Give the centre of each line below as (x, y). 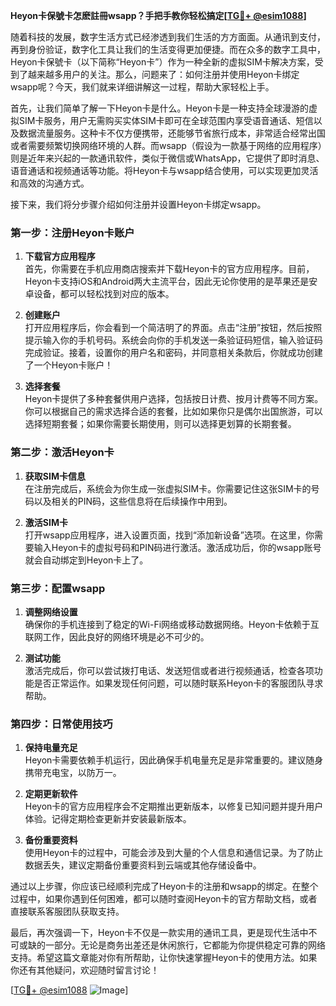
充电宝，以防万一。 (82, 773)
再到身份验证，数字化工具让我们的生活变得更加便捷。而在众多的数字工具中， (168, 49)
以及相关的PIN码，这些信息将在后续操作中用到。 (133, 501)
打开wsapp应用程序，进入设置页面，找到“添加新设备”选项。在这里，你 (169, 535)
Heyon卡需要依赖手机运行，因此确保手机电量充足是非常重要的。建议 (165, 760)
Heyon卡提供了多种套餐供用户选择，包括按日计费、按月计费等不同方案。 (174, 399)
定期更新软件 (51, 794)
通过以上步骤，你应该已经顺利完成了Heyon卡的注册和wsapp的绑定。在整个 (164, 886)
